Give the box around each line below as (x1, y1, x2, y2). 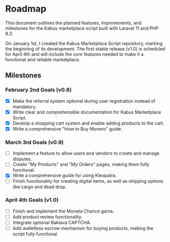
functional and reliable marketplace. (5, 56, 80, 62)
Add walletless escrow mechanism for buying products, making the (12, 225, 154, 231)
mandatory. (12, 103, 37, 109)
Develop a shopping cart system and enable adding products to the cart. (12, 120, 165, 126)
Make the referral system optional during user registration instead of (12, 98, 156, 104)
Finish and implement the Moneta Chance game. (12, 208, 114, 214)
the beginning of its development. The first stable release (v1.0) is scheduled (5, 46, 166, 52)
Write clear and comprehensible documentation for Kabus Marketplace (12, 109, 161, 115)
